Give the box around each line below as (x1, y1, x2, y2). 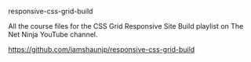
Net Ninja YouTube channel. (8, 30, 98, 39)
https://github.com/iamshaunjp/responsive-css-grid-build (8, 45, 195, 53)
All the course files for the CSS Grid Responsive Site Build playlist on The (8, 22, 244, 30)
